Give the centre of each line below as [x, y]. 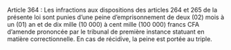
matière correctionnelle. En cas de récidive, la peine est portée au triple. [110, 39]
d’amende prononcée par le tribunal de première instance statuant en [106, 32]
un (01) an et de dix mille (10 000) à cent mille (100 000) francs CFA [103, 24]
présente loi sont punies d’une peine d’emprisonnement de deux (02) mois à [116, 17]
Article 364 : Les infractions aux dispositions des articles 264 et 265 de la [112, 10]
